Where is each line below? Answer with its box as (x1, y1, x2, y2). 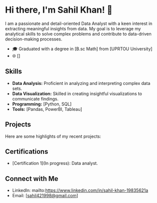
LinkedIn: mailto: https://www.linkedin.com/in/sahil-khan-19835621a (12, 187, 148, 193)
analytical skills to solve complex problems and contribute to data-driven (5, 31, 152, 37)
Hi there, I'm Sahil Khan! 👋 (5, 4, 113, 16)
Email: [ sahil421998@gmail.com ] (12, 193, 78, 199)
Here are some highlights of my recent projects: (5, 133, 101, 139)
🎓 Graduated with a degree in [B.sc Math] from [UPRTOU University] (12, 46, 153, 52)
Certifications (5, 147, 48, 156)
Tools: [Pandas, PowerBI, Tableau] (12, 106, 82, 112)
